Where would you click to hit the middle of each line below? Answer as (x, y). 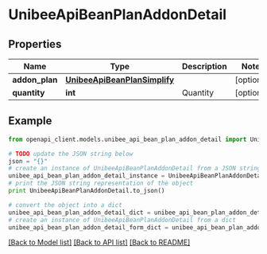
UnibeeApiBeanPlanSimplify (120, 80)
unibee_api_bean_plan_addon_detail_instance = (87, 176)
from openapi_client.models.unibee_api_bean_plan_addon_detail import (128, 139)
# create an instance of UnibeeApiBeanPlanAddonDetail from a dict (122, 220)
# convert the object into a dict (66, 205)
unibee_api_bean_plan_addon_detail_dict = (79, 213)
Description (205, 66)
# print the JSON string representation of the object (101, 184)
